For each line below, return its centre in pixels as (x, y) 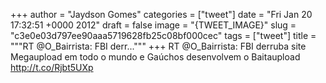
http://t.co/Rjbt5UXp (52, 67)
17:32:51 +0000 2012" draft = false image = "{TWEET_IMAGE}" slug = (153, 25)
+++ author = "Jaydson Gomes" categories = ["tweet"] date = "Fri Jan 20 (161, 14)
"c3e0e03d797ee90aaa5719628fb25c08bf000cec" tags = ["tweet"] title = (163, 35)
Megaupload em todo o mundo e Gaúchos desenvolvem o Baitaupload (155, 57)
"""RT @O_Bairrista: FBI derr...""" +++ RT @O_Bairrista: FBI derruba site (158, 46)
